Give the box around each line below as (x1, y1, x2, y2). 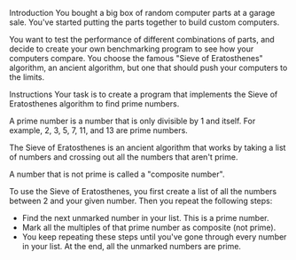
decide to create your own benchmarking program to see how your (9, 43, 254, 54)
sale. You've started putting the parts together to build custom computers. (9, 17, 280, 28)
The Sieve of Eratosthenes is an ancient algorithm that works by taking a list (9, 142, 286, 153)
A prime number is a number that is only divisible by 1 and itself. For (9, 115, 256, 126)
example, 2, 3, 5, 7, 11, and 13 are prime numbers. (9, 125, 188, 136)
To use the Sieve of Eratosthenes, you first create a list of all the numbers (9, 186, 277, 196)
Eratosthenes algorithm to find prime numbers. (9, 98, 180, 109)
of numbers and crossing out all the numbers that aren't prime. (9, 152, 238, 162)
